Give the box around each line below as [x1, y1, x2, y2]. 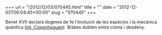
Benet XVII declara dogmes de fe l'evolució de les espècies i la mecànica [5, 19, 157, 25]
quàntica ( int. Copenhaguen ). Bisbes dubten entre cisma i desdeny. [5, 24, 145, 30]
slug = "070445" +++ [51, 9, 96, 15]
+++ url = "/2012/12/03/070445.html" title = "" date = [5, 4, 116, 10]
